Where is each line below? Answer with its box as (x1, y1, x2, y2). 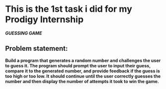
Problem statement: (5, 44, 68, 53)
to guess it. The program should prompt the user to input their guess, (5, 62, 151, 68)
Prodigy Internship (5, 14, 83, 25)
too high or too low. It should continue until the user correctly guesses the (5, 73, 161, 79)
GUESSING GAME (5, 30, 42, 36)
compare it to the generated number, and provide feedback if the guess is (5, 68, 160, 74)
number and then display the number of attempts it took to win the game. (5, 78, 159, 84)
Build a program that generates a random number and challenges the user (5, 58, 161, 63)
